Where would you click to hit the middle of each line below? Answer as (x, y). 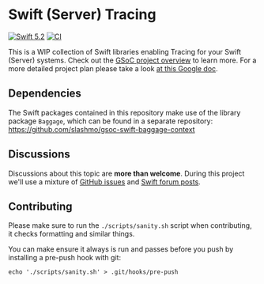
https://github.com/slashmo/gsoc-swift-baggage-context (102, 129)
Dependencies (45, 94)
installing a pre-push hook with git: (64, 258)
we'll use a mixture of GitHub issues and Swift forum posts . (105, 182)
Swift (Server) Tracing (82, 15)
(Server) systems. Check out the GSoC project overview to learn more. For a (132, 60)
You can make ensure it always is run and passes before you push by (121, 249)
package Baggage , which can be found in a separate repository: (111, 121)
